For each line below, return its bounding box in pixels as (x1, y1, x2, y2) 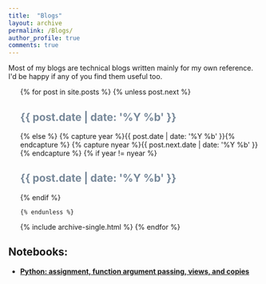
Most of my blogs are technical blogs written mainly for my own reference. (8, 63, 254, 73)
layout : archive (8, 19, 62, 27)
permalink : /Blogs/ (8, 26, 73, 34)
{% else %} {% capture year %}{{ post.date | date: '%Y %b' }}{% (19, 131, 236, 140)
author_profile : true (8, 34, 81, 42)
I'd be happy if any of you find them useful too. (8, 72, 163, 81)
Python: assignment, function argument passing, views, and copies (19, 266, 250, 276)
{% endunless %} (19, 208, 74, 216)
